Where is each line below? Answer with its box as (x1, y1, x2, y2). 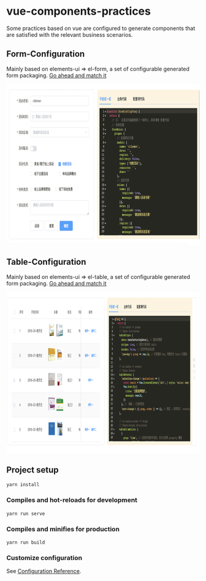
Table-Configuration (6, 257, 86, 267)
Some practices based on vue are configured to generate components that (6, 25, 196, 32)
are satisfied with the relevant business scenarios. (6, 31, 133, 38)
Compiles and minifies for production (6, 525, 120, 533)
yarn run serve (6, 511, 45, 517)
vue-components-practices (6, 4, 151, 18)
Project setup (6, 465, 59, 475)
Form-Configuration (6, 49, 85, 59)
